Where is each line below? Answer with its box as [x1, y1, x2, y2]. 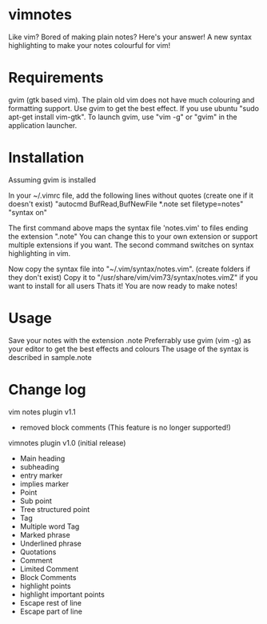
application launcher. [8, 120, 78, 130]
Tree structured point [19, 504, 90, 514]
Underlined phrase [19, 538, 82, 548]
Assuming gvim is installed [8, 174, 97, 185]
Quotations [19, 546, 57, 557]
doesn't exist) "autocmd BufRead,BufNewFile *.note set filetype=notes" [8, 198, 244, 209]
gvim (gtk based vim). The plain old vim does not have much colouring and [8, 94, 255, 105]
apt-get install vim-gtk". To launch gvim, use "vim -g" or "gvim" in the [8, 112, 237, 122]
